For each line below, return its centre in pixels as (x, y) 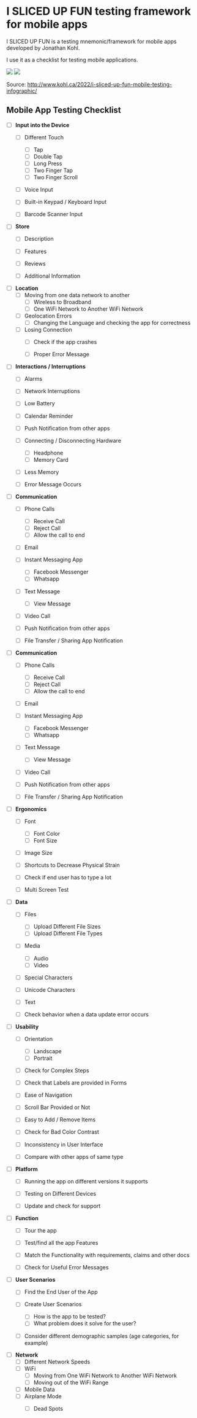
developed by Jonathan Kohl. (43, 48)
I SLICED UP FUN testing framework (99, 11)
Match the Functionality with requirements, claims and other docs (107, 1255)
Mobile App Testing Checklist (64, 110)
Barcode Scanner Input (54, 214)
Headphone (48, 453)
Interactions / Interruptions (50, 367)
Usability (27, 1026)
